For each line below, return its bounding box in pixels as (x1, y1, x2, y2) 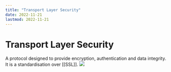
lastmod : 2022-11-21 (5, 17, 50, 22)
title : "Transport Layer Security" (5, 7, 81, 13)
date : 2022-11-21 (5, 12, 42, 17)
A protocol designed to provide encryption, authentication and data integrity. (5, 55, 166, 61)
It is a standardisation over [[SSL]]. (5, 61, 78, 67)
